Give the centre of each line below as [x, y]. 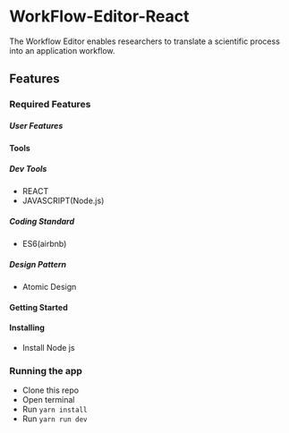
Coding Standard [42, 221]
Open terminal [48, 400]
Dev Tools [28, 168]
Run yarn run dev [55, 419]
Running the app [46, 370]
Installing [27, 327]
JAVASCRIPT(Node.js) [63, 201]
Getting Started [39, 307]
